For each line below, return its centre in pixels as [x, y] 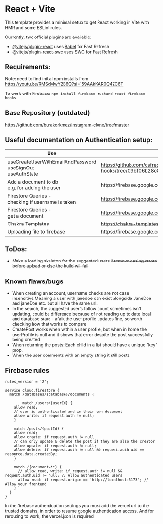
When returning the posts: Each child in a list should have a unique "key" [85, 345]
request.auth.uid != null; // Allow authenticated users [64, 475]
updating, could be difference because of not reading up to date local [81, 314]
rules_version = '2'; [27, 382]
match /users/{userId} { [48, 403]
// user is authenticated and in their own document [68, 412]
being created [26, 340]
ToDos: [16, 249]
